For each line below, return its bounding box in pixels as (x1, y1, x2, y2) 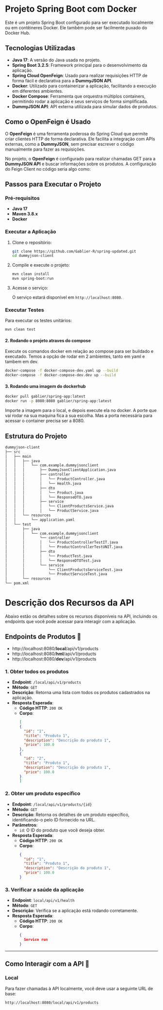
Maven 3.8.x (12, 211, 38, 217)
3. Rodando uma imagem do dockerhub (5, 383, 86, 389)
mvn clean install (12, 272, 49, 276)
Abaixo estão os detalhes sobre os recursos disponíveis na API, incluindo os (5, 613, 158, 619)
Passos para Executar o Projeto (5, 180, 101, 188)
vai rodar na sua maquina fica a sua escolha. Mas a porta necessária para (5, 413, 153, 419)
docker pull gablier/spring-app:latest (5, 394, 86, 399)
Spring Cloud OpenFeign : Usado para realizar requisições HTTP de (12, 72, 148, 78)
